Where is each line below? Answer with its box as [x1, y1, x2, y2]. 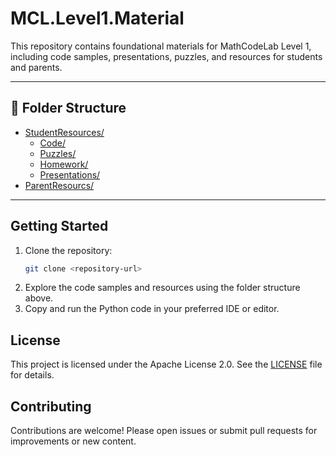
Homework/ [39, 158, 89, 170]
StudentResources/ [24, 126, 105, 138]
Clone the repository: [24, 244, 113, 256]
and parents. [10, 61, 63, 73]
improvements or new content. [10, 435, 137, 447]
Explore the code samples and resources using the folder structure [24, 282, 301, 294]
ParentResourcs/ [24, 179, 95, 191]
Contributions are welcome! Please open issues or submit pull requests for [10, 425, 318, 437]
